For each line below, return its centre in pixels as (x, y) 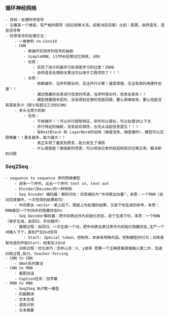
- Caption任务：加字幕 (36, 279)
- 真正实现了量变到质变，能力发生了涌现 (69, 143)
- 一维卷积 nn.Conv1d (36, 42)
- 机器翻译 (24, 294)
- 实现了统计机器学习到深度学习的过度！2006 (73, 68)
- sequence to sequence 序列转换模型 (43, 178)
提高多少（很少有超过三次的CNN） (39, 105)
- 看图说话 (24, 273)
